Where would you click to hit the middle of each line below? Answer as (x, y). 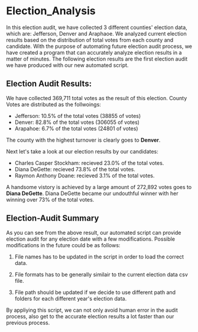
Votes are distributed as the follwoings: (54, 104)
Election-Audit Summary (53, 218)
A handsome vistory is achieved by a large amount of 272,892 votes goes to (99, 187)
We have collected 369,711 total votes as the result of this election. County (97, 98)
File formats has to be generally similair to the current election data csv (101, 274)
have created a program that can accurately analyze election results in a (94, 52)
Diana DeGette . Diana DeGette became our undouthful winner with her (92, 193)
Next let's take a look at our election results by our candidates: (82, 151)
